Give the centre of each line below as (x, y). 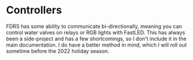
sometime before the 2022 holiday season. (58, 51)
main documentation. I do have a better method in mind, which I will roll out (96, 45)
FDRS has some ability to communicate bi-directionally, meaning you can (94, 26)
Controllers (34, 10)
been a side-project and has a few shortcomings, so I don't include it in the (96, 38)
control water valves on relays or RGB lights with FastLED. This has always (96, 32)
